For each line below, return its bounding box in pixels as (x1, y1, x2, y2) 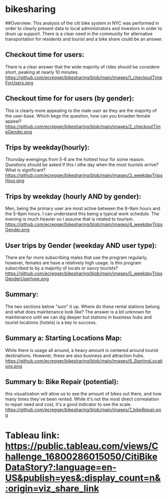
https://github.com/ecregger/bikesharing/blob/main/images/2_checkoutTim (5, 123, 161, 129)
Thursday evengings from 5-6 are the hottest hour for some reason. (5, 156, 145, 162)
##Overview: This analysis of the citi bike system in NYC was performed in (5, 20, 159, 26)
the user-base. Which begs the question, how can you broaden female (5, 112, 151, 118)
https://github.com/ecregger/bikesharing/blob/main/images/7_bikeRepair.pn (5, 406, 161, 413)
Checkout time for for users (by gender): (5, 94, 134, 103)
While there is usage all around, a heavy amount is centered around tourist (5, 347, 159, 353)
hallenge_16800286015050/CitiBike (5, 451, 157, 462)
